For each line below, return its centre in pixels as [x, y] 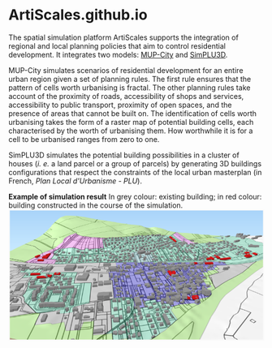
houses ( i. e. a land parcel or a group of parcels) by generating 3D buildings [135, 163]
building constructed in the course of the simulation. [96, 205]
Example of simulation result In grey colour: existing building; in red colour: [135, 196]
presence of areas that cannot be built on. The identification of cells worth [133, 113]
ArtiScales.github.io [78, 15]
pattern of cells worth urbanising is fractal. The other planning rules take [130, 88]
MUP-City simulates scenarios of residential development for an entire [126, 70]
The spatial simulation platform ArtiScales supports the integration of [124, 37]
